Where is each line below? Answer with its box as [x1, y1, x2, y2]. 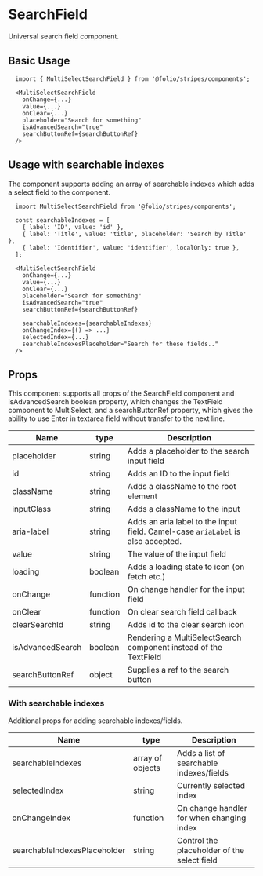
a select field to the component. [8, 187, 111, 197]
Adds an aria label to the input [128, 516, 237, 527]
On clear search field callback [128, 607, 237, 618]
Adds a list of [176, 747, 225, 758]
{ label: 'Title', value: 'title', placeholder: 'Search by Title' [22, 230, 247, 238]
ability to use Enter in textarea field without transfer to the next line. [8, 414, 225, 423]
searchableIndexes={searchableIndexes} [22, 319, 153, 327]
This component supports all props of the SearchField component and [8, 389, 235, 398]
